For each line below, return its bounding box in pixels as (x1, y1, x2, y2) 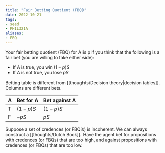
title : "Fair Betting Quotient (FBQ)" (5, 7, 87, 13)
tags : (5, 17, 17, 22)
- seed (5, 21, 19, 27)
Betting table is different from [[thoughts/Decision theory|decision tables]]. (5, 79, 160, 86)
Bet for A (16, 97, 39, 104)
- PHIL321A (5, 26, 28, 31)
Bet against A (43, 97, 76, 104)
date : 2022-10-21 (5, 12, 42, 17)
